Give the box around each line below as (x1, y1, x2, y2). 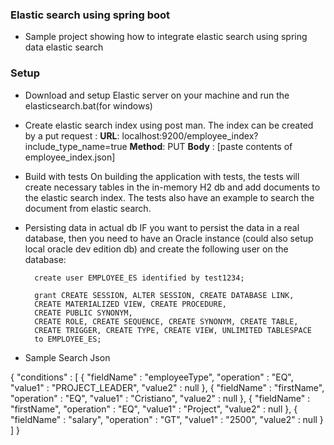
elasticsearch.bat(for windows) (24, 99, 153, 112)
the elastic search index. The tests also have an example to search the (24, 191, 315, 203)
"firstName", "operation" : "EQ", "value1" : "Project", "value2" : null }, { (10, 403, 298, 415)
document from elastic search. (24, 202, 152, 214)
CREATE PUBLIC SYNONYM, (34, 308, 133, 318)
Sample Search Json (24, 351, 111, 363)
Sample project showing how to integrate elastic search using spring (24, 31, 308, 43)
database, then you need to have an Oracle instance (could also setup (24, 232, 314, 244)
